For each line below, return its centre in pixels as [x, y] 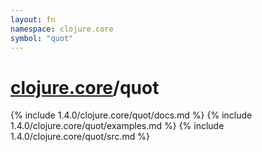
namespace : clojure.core [62, 29]
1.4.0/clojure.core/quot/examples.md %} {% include [117, 126]
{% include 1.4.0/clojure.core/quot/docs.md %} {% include [131, 115]
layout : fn [33, 19]
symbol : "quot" [42, 38]
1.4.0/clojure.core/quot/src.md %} [80, 137]
